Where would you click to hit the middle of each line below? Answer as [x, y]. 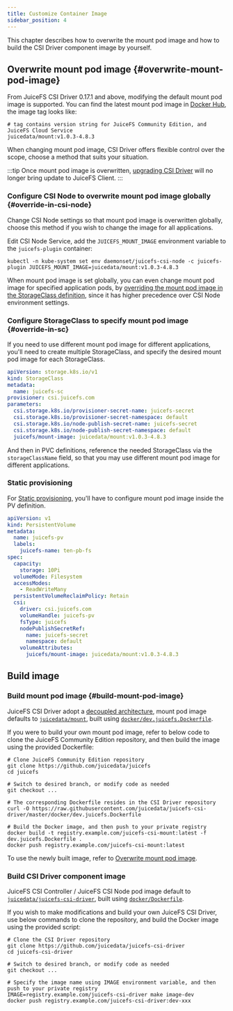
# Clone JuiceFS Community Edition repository [76, 760]
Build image [33, 676]
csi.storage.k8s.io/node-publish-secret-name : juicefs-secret [105, 424]
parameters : [24, 404]
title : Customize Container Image [57, 14]
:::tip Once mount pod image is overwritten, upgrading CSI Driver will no [110, 171]
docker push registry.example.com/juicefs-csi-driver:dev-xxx [99, 1001]
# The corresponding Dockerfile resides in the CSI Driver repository [112, 803]
